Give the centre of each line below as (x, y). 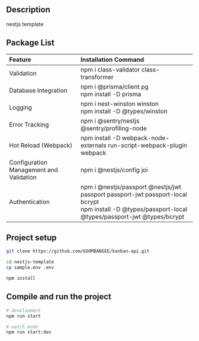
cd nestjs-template (30, 262)
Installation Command (112, 59)
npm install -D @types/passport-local (134, 209)
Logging (21, 108)
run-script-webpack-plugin (147, 145)
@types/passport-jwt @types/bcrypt (132, 216)
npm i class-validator (110, 70)
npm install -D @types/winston (124, 111)
